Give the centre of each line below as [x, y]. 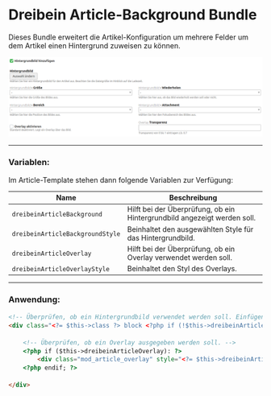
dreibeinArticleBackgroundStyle [66, 234]
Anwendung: [34, 299]
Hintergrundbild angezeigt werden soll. [192, 218]
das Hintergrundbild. [161, 237]
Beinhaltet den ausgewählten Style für [190, 229]
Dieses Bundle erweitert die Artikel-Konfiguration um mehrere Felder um [128, 37]
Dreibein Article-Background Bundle [133, 15]
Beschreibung [193, 198]
